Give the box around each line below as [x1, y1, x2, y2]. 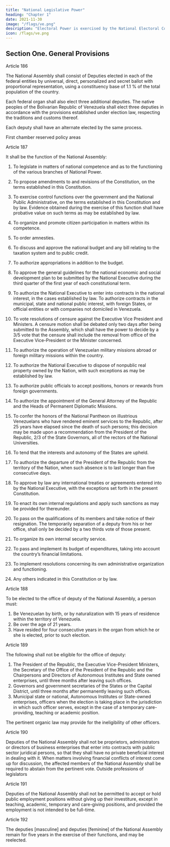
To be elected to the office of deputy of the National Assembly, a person [6, 595, 156, 601]
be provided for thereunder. [13, 505, 71, 512]
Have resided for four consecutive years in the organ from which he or [13, 627, 160, 633]
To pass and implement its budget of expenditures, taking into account [13, 545, 160, 551]
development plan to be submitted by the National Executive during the [13, 274, 161, 280]
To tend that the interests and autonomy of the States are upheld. [13, 449, 149, 456]
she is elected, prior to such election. [13, 632, 90, 638]
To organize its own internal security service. [13, 536, 107, 542]
